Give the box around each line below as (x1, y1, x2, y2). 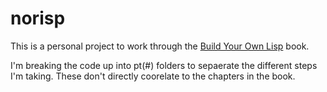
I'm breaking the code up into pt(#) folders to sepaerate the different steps (10, 59, 318, 71)
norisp (10, 7, 66, 30)
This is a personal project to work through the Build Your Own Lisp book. (10, 40, 310, 52)
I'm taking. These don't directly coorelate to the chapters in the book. (10, 70, 296, 82)
